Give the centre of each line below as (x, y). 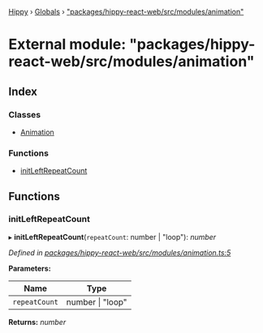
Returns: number (37, 322)
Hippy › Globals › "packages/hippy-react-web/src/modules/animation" (126, 12)
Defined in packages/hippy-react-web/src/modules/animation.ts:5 (120, 252)
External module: (67, 45)
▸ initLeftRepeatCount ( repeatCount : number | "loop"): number (112, 237)
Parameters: (30, 268)
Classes (25, 114)
